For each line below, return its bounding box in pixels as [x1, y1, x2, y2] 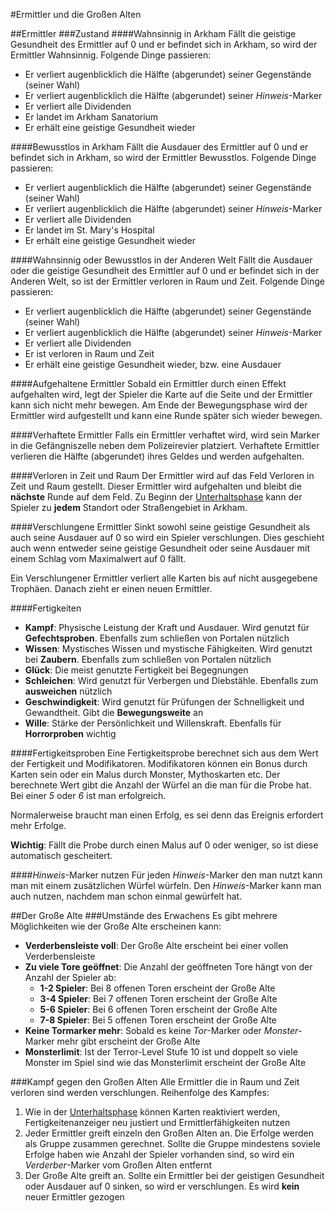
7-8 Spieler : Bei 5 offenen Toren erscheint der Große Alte [39, 1014, 277, 1026]
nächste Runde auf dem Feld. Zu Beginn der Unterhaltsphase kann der [10, 491, 303, 503]
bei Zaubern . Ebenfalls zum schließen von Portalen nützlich [24, 654, 272, 665]
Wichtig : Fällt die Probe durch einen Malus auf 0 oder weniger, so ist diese [10, 839, 319, 851]
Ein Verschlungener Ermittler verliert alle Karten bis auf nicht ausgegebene [10, 572, 318, 584]
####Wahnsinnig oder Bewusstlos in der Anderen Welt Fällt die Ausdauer [10, 254, 313, 266]
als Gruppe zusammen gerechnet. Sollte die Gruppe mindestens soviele [24, 1138, 321, 1149]
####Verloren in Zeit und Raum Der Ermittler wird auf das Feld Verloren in [10, 470, 315, 481]
